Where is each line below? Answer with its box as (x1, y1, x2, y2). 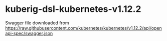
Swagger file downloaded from (5, 20, 69, 26)
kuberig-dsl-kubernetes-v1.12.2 (5, 3, 141, 15)
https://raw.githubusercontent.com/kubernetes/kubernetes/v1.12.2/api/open (5, 25, 162, 31)
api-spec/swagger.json (5, 30, 53, 36)
